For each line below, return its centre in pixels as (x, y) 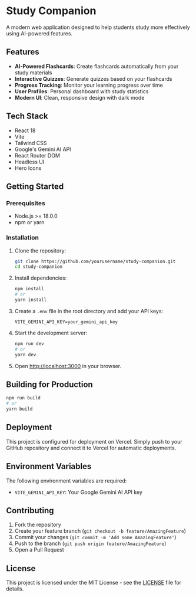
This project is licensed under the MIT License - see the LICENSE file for (94, 583)
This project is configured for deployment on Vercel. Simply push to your (94, 441)
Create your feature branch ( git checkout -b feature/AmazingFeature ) (100, 531)
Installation (23, 238)
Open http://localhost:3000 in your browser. (68, 366)
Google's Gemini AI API (43, 149)
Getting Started (35, 186)
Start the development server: (51, 333)
